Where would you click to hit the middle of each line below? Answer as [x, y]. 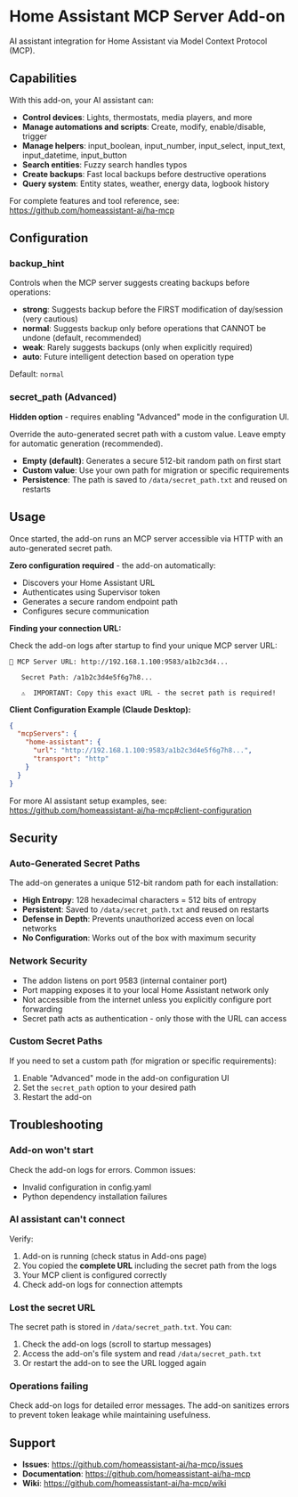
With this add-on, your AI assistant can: [81, 100]
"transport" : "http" [71, 759]
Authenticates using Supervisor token [91, 592]
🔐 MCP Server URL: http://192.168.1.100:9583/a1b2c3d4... [119, 662]
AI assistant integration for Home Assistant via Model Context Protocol [138, 41]
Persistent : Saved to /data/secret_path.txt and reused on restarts [145, 909]
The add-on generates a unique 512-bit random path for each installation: [144, 883]
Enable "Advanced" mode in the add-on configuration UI [125, 1078]
